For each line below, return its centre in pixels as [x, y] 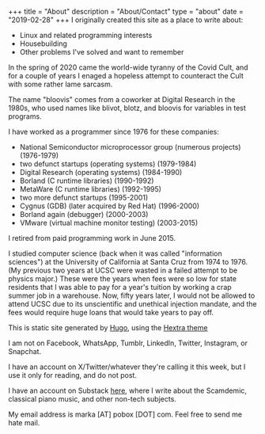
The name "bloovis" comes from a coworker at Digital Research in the [122, 99]
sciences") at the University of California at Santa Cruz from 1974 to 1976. [128, 262]
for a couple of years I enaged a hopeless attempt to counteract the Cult [126, 76]
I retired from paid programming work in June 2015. [92, 238]
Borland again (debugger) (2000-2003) [84, 214]
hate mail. [24, 423]
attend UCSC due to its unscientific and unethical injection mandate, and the [132, 304]
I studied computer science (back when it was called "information [115, 253]
